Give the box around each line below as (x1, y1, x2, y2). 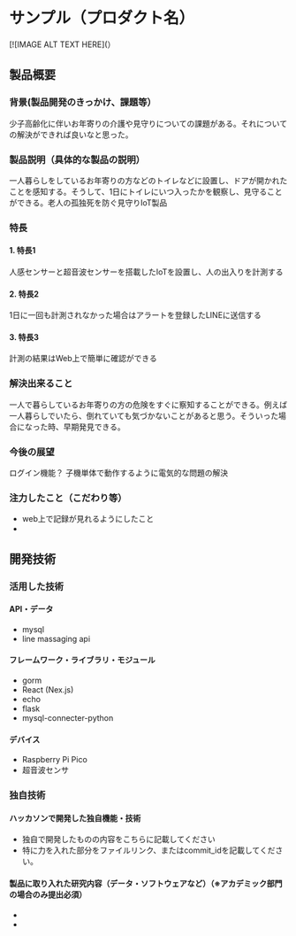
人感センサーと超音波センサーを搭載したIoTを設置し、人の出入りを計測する (9, 267, 285, 277)
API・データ (9, 604, 54, 615)
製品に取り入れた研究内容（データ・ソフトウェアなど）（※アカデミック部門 (9, 878, 283, 888)
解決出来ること (9, 377, 73, 390)
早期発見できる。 (63, 422, 125, 432)
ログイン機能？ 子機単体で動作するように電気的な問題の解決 (9, 468, 228, 478)
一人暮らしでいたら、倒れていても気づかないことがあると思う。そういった (9, 410, 279, 421)
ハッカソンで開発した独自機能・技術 (9, 812, 141, 824)
